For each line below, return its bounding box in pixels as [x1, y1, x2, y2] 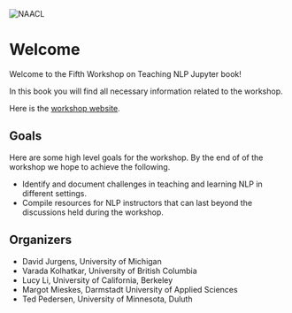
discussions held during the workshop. [21, 207, 164, 218]
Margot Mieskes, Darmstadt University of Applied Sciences [21, 284, 238, 294]
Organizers [9, 233, 73, 248]
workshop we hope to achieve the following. [9, 161, 171, 172]
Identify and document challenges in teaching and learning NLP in [21, 179, 263, 189]
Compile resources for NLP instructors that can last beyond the [21, 197, 253, 208]
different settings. [21, 187, 87, 198]
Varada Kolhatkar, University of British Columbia [21, 265, 197, 276]
